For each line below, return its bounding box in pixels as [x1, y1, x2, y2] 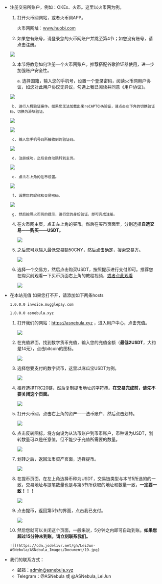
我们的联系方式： [9, 557, 45, 562]
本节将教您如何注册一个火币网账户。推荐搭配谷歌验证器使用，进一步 [17, 61, 155, 67]
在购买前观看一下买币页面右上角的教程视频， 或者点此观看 [17, 273, 133, 278]
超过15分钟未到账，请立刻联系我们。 [17, 533, 91, 539]
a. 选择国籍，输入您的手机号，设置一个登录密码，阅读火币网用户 [17, 78, 147, 83]
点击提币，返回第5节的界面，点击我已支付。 [17, 507, 106, 513]
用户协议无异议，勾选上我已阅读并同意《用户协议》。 [43, 84, 148, 90]
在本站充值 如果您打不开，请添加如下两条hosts [9, 292, 104, 298]
